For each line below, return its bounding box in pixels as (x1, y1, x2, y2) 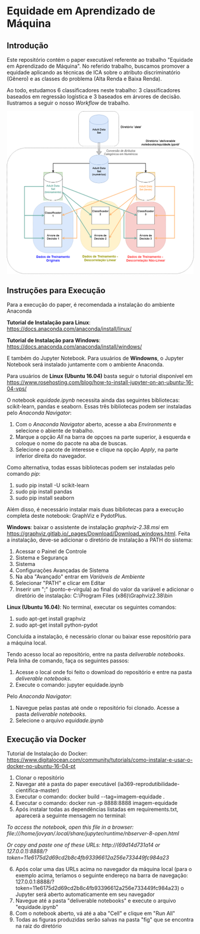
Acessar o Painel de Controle (15, 548, 87, 555)
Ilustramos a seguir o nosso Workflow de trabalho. (7, 99, 130, 106)
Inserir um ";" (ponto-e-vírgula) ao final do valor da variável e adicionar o (15, 586, 194, 593)
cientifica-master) (15, 787, 60, 794)
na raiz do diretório (15, 923, 62, 930)
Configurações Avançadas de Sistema (15, 567, 109, 574)
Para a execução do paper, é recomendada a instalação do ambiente (7, 301, 175, 309)
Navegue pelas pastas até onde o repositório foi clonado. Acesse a (15, 705, 180, 712)
